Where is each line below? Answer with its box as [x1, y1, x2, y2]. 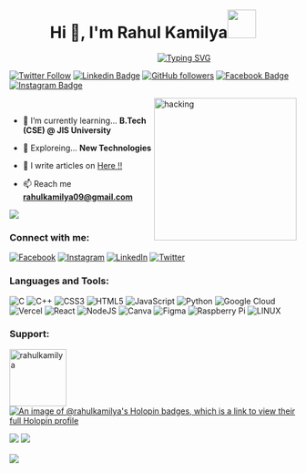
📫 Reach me [22, 178, 72, 189]
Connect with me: [9, 231, 90, 243]
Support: [9, 328, 50, 341]
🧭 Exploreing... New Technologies [22, 142, 152, 153]
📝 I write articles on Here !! [22, 159, 123, 170]
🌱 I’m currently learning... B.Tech [22, 115, 147, 126]
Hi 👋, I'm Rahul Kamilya [49, 23, 228, 43]
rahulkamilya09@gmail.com [22, 191, 134, 202]
